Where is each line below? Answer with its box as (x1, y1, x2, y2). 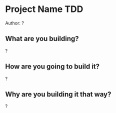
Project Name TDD (5, 3, 83, 15)
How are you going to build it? (5, 62, 100, 71)
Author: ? (5, 20, 24, 26)
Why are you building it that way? (5, 90, 111, 98)
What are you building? (5, 34, 79, 43)
